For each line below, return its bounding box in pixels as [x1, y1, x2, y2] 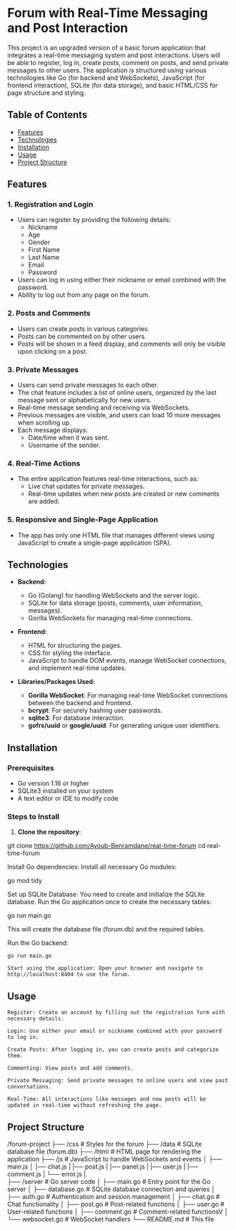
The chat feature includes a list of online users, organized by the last [17, 388, 217, 397]
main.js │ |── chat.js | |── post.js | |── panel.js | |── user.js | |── [7, 1162, 199, 1171]
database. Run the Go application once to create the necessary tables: [7, 898, 212, 906]
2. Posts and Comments [7, 308, 91, 318]
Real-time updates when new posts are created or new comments [27, 489, 220, 498]
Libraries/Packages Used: [17, 678, 95, 686]
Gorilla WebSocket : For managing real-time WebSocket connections [27, 691, 228, 700]
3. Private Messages [7, 364, 79, 374]
